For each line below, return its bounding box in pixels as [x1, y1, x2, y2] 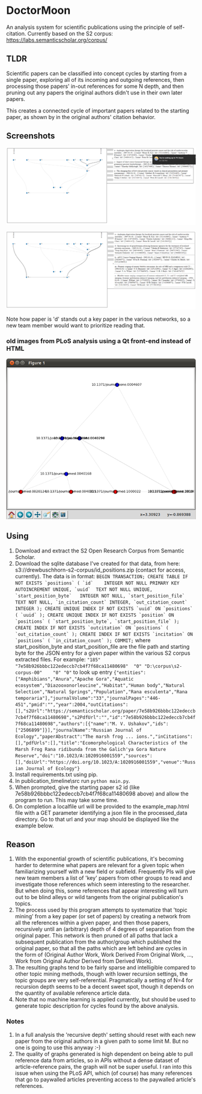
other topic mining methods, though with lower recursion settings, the [14, 970, 188, 978]
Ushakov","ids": [128, 720, 169, 727]
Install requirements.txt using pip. [14, 771, 98, 778]
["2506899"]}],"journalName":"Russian [14, 727, 112, 733]
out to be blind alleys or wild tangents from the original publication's [14, 894, 184, 901]
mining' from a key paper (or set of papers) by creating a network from [14, 913, 191, 920]
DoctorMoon [6, 4, 71, 17]
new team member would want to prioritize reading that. [6, 321, 145, 329]
